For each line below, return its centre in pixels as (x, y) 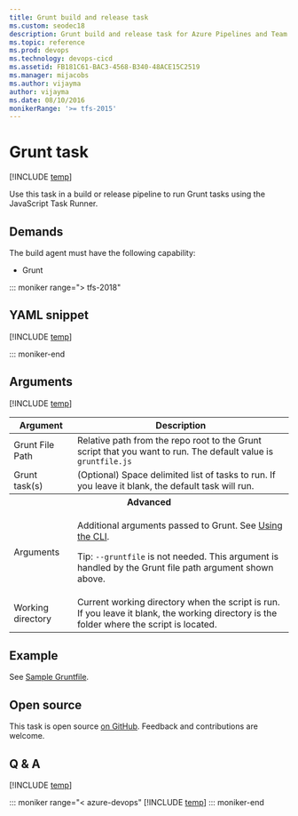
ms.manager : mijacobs (49, 76)
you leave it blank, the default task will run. (165, 485)
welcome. (27, 736)
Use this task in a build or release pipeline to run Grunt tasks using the (137, 194)
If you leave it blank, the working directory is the (177, 612)
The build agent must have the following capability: (102, 253)
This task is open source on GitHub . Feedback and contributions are (134, 726)
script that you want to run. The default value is (175, 452)
